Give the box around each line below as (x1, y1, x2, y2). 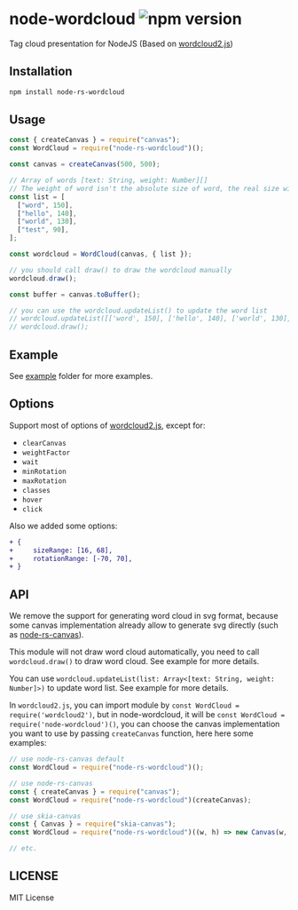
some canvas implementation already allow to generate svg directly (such (9, 620, 279, 630)
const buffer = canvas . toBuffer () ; (9, 289, 141, 299)
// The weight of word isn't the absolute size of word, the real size (9, 184, 279, 193)
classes (21, 486, 51, 495)
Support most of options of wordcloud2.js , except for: (9, 420, 206, 431)
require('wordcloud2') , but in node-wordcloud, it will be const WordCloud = (9, 709, 286, 720)
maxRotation (21, 476, 67, 486)
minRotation (21, 467, 67, 476)
